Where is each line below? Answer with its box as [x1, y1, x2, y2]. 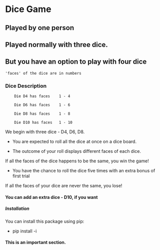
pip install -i [12, 228, 37, 234]
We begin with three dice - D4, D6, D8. [5, 129, 85, 135]
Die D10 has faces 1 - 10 [14, 120, 72, 125]
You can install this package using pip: [5, 218, 84, 224]
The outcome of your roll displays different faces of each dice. [12, 148, 141, 154]
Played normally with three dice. [5, 40, 108, 49]
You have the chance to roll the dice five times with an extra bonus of [12, 168, 155, 174]
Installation [5, 205, 29, 211]
